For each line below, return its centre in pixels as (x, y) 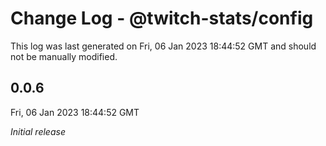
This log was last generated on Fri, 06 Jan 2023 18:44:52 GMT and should (163, 46)
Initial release (38, 131)
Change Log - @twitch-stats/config (162, 18)
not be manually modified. (64, 56)
